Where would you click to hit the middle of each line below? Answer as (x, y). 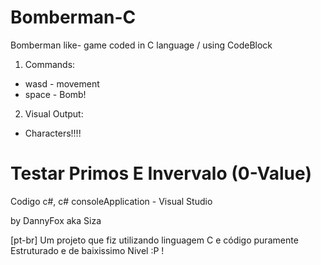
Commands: (50, 64)
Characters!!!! (53, 133)
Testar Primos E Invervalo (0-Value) (161, 173)
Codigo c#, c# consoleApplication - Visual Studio (111, 201)
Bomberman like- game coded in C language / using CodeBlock (141, 45)
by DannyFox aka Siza (56, 220)
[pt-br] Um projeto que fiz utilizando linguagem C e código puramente (154, 240)
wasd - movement (62, 83)
